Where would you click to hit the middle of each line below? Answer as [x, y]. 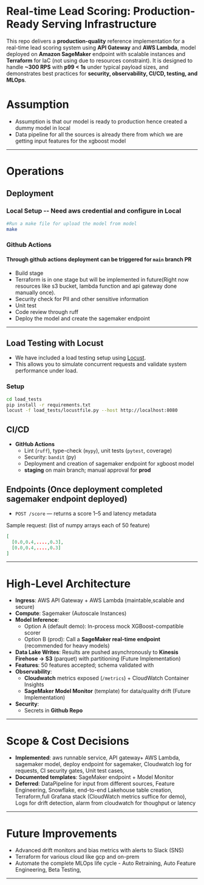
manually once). [35, 292]
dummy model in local [43, 128]
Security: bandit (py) [50, 457]
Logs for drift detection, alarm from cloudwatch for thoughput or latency [105, 803]
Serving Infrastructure [99, 24]
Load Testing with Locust [55, 343]
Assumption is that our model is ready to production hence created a [101, 121]
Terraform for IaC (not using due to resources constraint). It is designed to [100, 60]
